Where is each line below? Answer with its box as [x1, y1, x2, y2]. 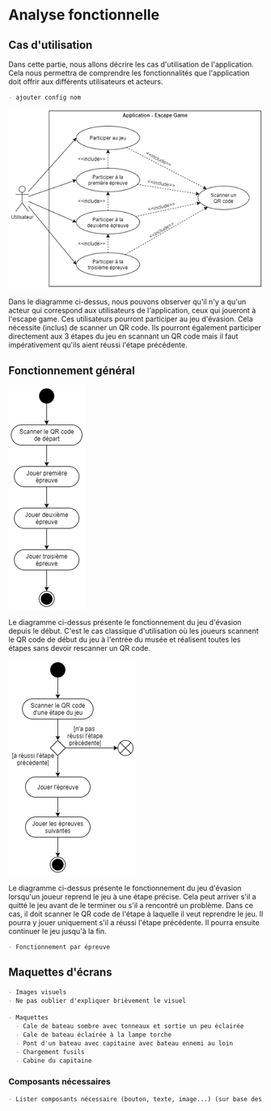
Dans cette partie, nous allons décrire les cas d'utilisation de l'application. [8, 59, 255, 69]
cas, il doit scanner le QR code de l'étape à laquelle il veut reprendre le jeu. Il [8, 909, 264, 919]
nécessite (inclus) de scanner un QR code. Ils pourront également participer [8, 323, 261, 333]
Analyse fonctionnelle [8, 6, 160, 24]
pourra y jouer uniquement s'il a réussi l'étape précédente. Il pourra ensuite [8, 918, 260, 928]
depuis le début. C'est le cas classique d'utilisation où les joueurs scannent [8, 627, 259, 636]
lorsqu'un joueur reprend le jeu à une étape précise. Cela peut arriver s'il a [8, 892, 256, 902]
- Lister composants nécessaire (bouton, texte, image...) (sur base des [8, 1095, 263, 1103]
